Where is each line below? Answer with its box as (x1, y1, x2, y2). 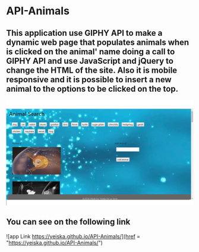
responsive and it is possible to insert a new (6, 74, 172, 85)
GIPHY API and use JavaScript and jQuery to (6, 55, 174, 66)
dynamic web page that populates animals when (6, 37, 189, 47)
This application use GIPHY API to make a (6, 28, 163, 38)
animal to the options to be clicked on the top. (6, 83, 179, 94)
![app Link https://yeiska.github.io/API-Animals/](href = (6, 232, 141, 239)
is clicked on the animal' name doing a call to (6, 46, 175, 57)
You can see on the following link (6, 217, 131, 227)
